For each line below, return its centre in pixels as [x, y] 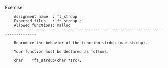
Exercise [14, 7]
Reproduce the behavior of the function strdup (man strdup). [81, 43]
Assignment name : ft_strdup [46, 17]
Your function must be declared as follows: [61, 52]
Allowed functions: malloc [42, 25]
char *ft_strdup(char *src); [48, 60]
